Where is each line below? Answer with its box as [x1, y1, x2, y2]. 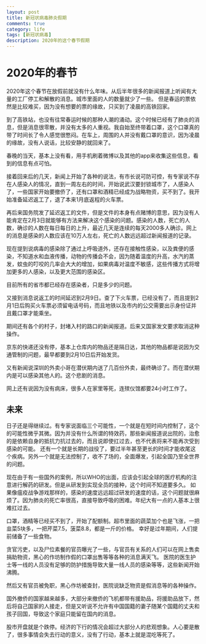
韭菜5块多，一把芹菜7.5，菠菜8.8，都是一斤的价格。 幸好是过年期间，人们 [6, 525, 193, 532]
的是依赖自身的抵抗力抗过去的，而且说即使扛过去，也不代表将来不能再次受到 [6, 437, 200, 444]
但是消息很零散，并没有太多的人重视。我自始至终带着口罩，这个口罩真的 [17, 124, 200, 131]
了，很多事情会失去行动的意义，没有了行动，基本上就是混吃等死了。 [6, 630, 178, 638]
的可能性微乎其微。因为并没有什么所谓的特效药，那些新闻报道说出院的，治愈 [6, 430, 200, 437]
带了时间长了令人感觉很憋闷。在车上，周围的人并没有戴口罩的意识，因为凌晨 [6, 131, 200, 138]
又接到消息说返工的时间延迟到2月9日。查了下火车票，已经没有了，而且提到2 [6, 294, 199, 301]
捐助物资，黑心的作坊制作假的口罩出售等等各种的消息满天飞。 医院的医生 [6, 553, 191, 560]
